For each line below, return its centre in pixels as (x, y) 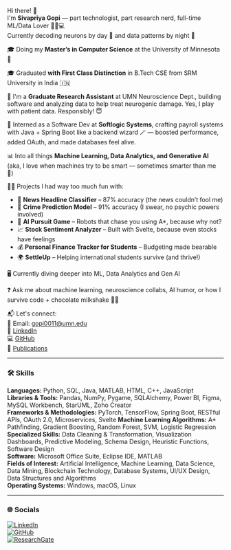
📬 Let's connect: (32, 313)
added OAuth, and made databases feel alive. (71, 142)
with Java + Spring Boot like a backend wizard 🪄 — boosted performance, (113, 132)
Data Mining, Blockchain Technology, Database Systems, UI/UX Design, (109, 471)
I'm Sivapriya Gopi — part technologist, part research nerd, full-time (104, 18)
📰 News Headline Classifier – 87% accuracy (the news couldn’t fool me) (120, 200)
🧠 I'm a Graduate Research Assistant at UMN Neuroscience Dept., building (114, 97)
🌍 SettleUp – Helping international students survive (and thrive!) (109, 257)
